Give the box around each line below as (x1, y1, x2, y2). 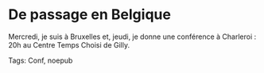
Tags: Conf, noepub (8, 56, 73, 65)
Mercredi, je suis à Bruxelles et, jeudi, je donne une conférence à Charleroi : (8, 32, 257, 41)
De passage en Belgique (8, 6, 171, 24)
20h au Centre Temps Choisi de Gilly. (8, 40, 130, 49)
